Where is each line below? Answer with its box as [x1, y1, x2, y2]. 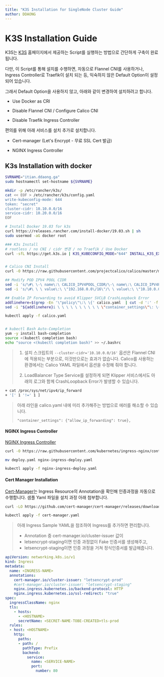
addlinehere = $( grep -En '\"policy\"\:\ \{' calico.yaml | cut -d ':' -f [5, 300, 159, 305]
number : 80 [36, 668, 58, 674]
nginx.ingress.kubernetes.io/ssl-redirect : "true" [14, 591, 119, 596]
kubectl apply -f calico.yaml [5, 313, 67, 318]
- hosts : [14, 609, 32, 614]
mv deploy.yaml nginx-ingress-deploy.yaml [5, 458, 93, 462]
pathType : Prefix [22, 646, 58, 651]
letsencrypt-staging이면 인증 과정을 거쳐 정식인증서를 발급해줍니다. [24, 545, 154, 551]
